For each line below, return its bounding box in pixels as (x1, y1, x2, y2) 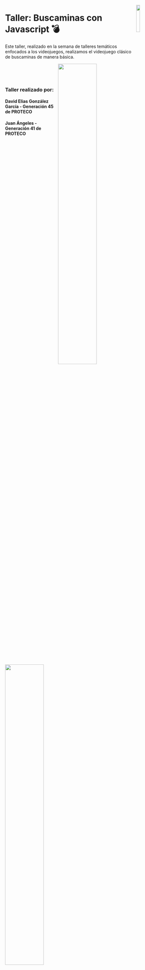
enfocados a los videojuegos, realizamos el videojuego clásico (5, 48, 131, 54)
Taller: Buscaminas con (5, 12, 102, 24)
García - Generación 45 (5, 104, 54, 109)
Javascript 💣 (5, 24, 60, 35)
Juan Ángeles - (5, 120, 37, 126)
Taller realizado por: (5, 86, 54, 93)
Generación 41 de (5, 126, 42, 132)
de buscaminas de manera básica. (5, 54, 74, 60)
